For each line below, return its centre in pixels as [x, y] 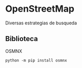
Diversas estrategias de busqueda [41, 23]
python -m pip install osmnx [36, 60]
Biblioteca [22, 39]
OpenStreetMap [40, 9]
